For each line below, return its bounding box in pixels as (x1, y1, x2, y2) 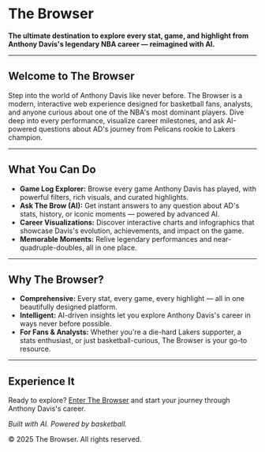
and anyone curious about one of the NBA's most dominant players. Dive (8, 107, 244, 117)
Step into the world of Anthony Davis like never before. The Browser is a (8, 90, 243, 100)
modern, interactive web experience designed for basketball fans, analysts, (8, 99, 253, 108)
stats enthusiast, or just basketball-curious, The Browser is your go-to (19, 336, 248, 345)
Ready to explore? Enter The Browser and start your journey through (8, 396, 230, 405)
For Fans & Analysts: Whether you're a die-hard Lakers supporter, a (19, 327, 242, 337)
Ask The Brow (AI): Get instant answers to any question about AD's (19, 201, 240, 210)
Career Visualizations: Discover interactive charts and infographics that (19, 217, 255, 227)
